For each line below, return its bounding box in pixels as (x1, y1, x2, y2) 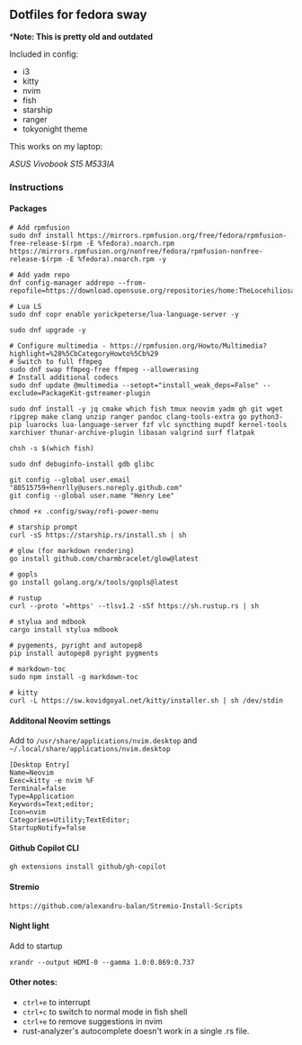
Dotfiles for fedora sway (9, 7, 147, 23)
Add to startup (9, 940, 63, 951)
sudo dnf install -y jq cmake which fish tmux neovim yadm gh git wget (9, 404, 283, 413)
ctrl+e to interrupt (22, 996, 91, 1007)
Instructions (9, 180, 65, 193)
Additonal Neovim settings (9, 715, 111, 726)
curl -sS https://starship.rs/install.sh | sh (9, 531, 187, 540)
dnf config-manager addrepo (9, 278, 115, 287)
